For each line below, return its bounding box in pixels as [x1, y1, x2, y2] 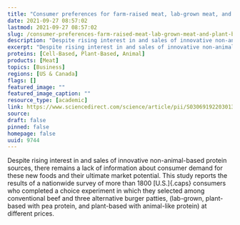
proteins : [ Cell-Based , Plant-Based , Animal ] [7, 51, 145, 58]
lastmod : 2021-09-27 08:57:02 [7, 24, 98, 31]
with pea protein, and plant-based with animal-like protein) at [27, 201, 207, 211]
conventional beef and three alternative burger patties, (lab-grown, [7, 194, 204, 203]
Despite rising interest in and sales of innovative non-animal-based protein [7, 156, 227, 165]
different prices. [7, 209, 55, 218]
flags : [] [7, 76, 37, 84]
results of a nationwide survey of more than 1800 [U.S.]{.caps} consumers [7, 179, 226, 188]
